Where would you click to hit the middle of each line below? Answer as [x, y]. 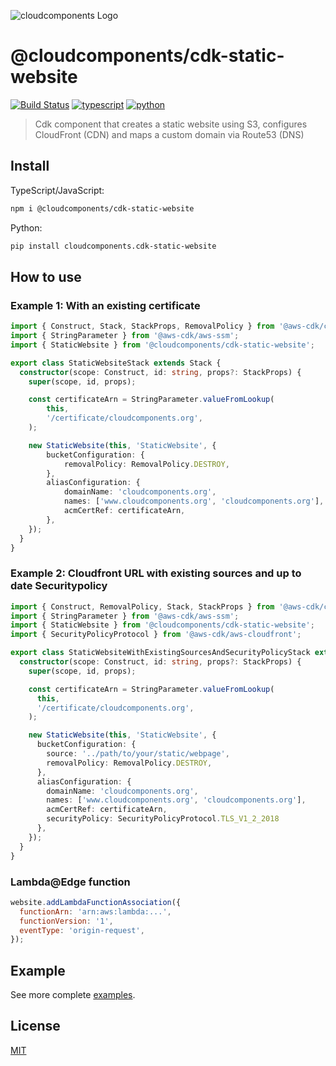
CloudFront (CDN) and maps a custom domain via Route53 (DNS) [169, 134]
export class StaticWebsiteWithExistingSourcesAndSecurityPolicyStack [160, 653]
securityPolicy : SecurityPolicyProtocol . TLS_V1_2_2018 [163, 819]
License [35, 1026]
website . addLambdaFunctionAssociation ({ [96, 902]
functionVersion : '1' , [66, 921]
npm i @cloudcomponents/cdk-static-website [102, 208]
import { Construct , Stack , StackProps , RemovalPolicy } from [142, 326]
